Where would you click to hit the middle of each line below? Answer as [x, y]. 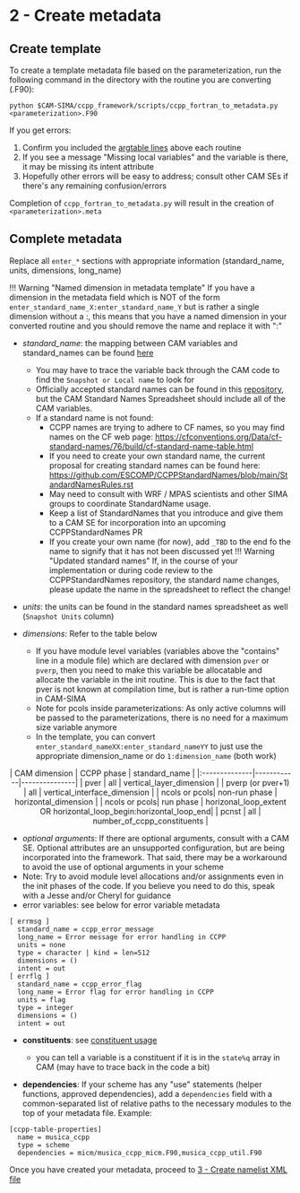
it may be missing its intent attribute [88, 166]
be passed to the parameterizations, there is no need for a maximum [162, 718]
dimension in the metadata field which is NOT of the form [115, 297]
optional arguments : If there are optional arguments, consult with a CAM [155, 838]
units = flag [42, 1000]
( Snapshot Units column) [68, 616]
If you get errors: [40, 130]
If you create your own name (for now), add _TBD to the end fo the [170, 541]
